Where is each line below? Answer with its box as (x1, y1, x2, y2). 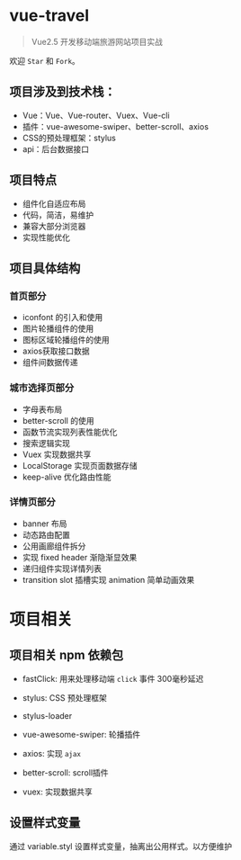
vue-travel (9, 5, 90, 26)
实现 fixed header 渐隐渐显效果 (22, 551, 138, 562)
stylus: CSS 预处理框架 (22, 692, 108, 703)
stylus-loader (22, 710, 73, 721)
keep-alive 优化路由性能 (22, 471, 112, 482)
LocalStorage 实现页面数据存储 (22, 460, 138, 470)
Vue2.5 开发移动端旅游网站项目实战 (31, 36, 164, 47)
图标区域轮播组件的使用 (22, 335, 110, 345)
